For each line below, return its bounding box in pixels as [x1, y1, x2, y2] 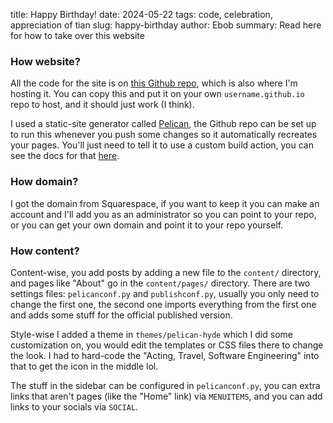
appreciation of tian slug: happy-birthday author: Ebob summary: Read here [10, 19, 322, 31]
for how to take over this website [10, 30, 145, 41]
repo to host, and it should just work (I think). [10, 99, 195, 111]
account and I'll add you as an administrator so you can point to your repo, [10, 208, 317, 220]
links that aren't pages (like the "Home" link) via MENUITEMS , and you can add [10, 390, 323, 402]
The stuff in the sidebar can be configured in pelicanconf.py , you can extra [10, 379, 321, 391]
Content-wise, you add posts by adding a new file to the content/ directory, [10, 266, 322, 278]
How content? [10, 244, 80, 258]
